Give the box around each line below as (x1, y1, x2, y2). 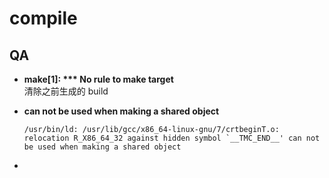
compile (9, 7, 78, 30)
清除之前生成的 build (23, 85, 109, 97)
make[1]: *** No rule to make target (23, 73, 174, 85)
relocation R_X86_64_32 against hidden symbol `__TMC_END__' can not (23, 133, 321, 143)
